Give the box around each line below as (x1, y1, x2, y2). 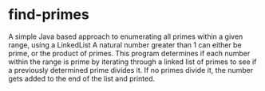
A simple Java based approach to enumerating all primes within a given (8, 32, 243, 41)
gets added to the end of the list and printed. (8, 74, 156, 83)
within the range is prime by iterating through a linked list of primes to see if (8, 57, 257, 66)
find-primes (8, 6, 89, 24)
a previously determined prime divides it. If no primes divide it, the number (8, 65, 254, 74)
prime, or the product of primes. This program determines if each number (8, 48, 251, 58)
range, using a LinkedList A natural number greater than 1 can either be (8, 40, 242, 49)
